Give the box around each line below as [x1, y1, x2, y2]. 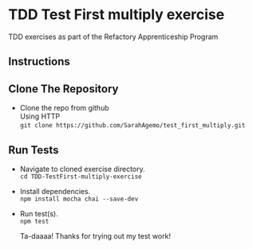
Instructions [8, 55, 70, 68]
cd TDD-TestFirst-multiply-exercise [19, 173, 142, 181]
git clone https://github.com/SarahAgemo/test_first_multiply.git [19, 122, 246, 130]
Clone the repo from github [19, 103, 109, 113]
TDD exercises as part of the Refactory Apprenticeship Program [8, 32, 219, 41]
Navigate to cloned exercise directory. [19, 164, 145, 173]
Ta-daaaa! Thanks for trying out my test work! [19, 231, 172, 240]
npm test [19, 217, 49, 225]
